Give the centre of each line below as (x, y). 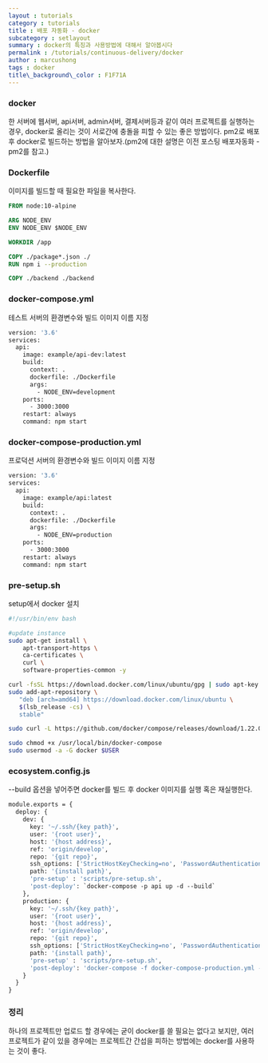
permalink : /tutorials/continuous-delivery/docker (96, 53)
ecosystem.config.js (49, 771)
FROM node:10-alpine (43, 206)
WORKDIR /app (30, 242)
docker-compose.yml (51, 299)
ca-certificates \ (53, 656)
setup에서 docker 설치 (44, 603)
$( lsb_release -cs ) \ (55, 707)
